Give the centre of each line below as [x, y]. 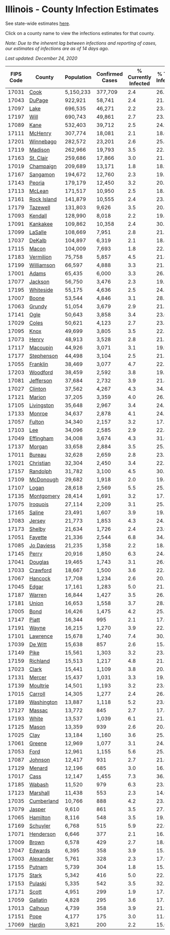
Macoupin [41, 348]
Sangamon [42, 175]
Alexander [41, 858]
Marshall [39, 792]
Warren [38, 595]
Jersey [37, 521]
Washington [43, 702]
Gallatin [38, 900]
